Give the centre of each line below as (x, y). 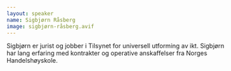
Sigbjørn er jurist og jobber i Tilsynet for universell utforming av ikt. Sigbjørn (115, 46)
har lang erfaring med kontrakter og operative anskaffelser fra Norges (107, 53)
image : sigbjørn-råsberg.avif (51, 26)
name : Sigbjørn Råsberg (41, 20)
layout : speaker (30, 13)
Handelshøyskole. (32, 61)
